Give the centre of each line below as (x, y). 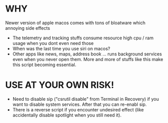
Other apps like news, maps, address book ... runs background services (87, 54)
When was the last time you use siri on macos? (61, 48)
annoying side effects (28, 28)
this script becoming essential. (44, 65)
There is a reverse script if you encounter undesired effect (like (78, 109)
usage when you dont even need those (53, 43)
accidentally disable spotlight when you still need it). (67, 115)
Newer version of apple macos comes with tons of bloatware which (75, 23)
